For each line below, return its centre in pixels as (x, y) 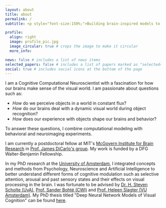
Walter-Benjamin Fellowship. (34, 154)
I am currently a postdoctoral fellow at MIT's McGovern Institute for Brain (80, 144)
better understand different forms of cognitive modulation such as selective (82, 174)
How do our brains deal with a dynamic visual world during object (79, 108)
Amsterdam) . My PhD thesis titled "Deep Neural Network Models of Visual (81, 195)
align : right (23, 37)
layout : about (20, 10)
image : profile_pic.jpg (34, 42)
